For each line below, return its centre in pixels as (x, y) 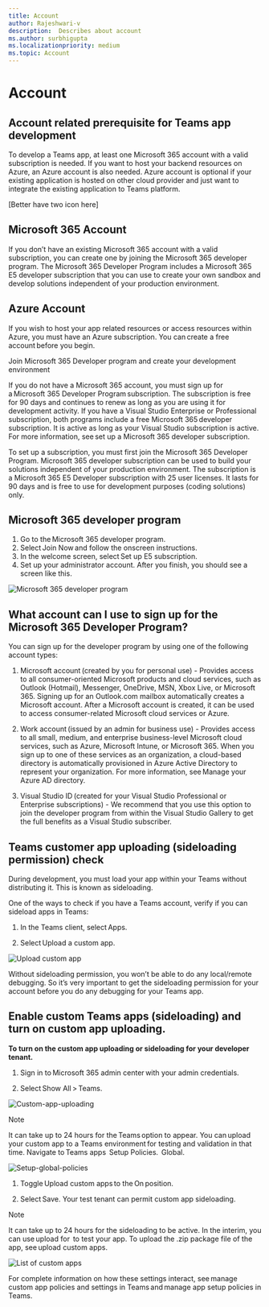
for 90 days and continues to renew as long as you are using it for (117, 402)
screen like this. (46, 573)
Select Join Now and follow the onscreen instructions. (109, 548)
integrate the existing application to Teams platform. (94, 189)
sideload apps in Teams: (49, 912)
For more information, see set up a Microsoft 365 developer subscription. (129, 436)
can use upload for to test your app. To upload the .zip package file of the (130, 1239)
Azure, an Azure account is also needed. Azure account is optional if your (130, 172)
